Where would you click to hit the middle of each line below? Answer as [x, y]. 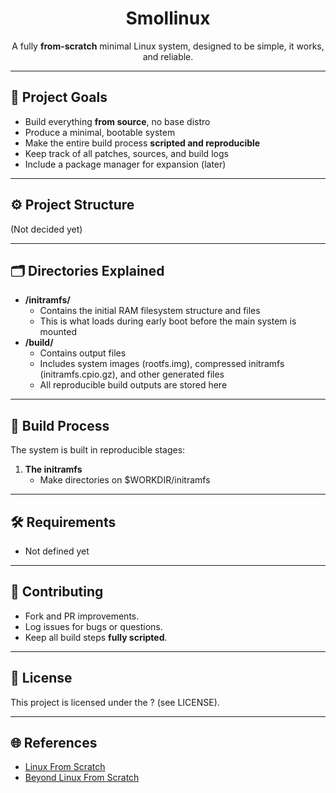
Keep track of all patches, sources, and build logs [126, 153]
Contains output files [83, 353]
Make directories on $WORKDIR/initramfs [125, 480]
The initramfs [53, 469]
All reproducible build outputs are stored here [133, 385]
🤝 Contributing [57, 592]
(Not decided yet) [46, 229]
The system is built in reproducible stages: [98, 450]
